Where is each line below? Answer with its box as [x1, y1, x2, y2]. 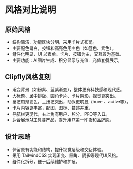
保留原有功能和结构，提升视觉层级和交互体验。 [12, 146, 105, 152]
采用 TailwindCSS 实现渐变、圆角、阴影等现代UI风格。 [12, 152, 120, 158]
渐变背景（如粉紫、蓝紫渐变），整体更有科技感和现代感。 [12, 86, 125, 92]
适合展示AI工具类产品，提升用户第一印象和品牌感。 [12, 117, 114, 123]
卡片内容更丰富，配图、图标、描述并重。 [12, 105, 93, 111]
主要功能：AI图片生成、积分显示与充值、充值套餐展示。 [12, 57, 122, 63]
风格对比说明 [5, 4, 57, 16]
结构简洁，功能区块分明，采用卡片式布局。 [12, 39, 97, 45]
